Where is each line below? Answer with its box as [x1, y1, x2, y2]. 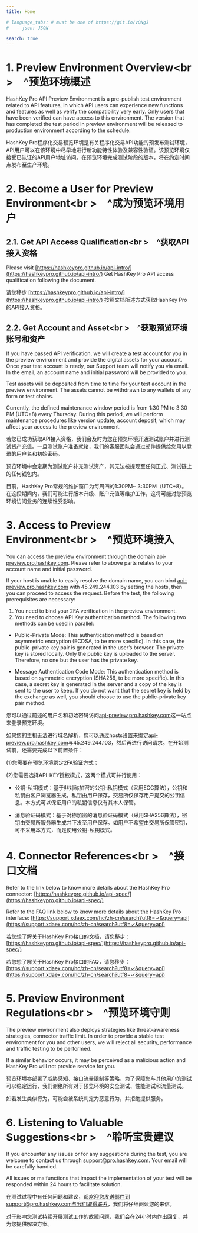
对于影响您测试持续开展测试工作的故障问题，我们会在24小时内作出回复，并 [6, 1213, 189, 1220]
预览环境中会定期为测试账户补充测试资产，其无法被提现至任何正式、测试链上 [6, 463, 192, 469]
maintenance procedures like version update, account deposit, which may [6, 417, 186, 424]
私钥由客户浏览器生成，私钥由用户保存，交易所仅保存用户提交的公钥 [14, 791, 180, 799]
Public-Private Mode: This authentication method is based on [14, 631, 164, 638]
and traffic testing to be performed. [6, 1045, 92, 1052]
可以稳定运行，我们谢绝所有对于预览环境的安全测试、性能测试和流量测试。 [6, 1082, 187, 1089]
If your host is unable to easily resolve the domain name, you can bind [6, 577, 176, 584]
